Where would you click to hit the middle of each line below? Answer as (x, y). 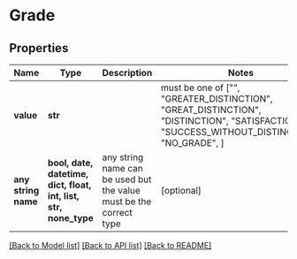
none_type (71, 218)
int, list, (63, 196)
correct (117, 213)
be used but (127, 179)
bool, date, (70, 163)
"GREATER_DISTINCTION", (217, 99)
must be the (127, 202)
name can (122, 168)
